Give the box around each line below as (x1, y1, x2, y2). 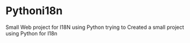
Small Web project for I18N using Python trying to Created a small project (5, 24, 185, 31)
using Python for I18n (5, 29, 58, 37)
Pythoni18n (5, 4, 63, 18)
